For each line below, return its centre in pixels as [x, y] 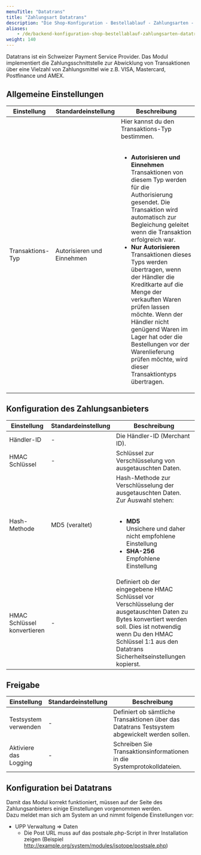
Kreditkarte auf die [157, 284]
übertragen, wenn [156, 269]
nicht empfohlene [151, 536]
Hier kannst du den [147, 121]
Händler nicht [150, 322]
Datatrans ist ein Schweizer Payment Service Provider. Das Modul [87, 57]
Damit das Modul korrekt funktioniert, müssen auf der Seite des [84, 802]
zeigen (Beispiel [44, 839]
